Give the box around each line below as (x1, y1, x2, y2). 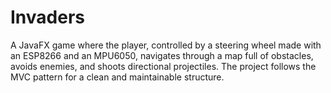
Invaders (10, 6, 85, 29)
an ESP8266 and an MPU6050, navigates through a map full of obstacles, (10, 49, 314, 61)
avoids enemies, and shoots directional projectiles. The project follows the (10, 60, 317, 72)
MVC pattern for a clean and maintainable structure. (10, 71, 225, 83)
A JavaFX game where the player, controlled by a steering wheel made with (10, 39, 322, 51)
